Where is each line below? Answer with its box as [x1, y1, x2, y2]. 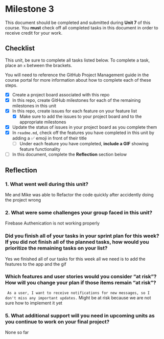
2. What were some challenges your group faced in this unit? [5, 209, 153, 216]
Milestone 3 [5, 3, 54, 15]
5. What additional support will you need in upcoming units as [5, 312, 155, 319]
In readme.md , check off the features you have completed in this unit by [12, 130, 155, 136]
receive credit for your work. [5, 30, 63, 36]
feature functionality [19, 146, 61, 152]
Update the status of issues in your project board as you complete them [12, 124, 157, 130]
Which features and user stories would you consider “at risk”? [5, 273, 157, 280]
